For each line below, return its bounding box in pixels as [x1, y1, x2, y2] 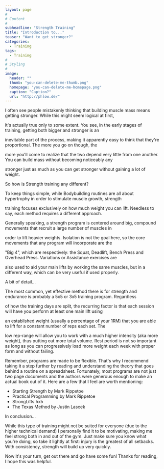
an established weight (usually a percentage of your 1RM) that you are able [5, 318, 156, 324]
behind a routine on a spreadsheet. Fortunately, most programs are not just [5, 368, 157, 374]
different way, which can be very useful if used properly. [5, 270, 119, 276]
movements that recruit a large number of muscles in [5, 225, 112, 231]
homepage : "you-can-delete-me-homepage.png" [9, 84, 102, 90]
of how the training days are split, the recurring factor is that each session [5, 303, 154, 309]
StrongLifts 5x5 [12, 399, 43, 405]
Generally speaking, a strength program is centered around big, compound [5, 220, 156, 226]
